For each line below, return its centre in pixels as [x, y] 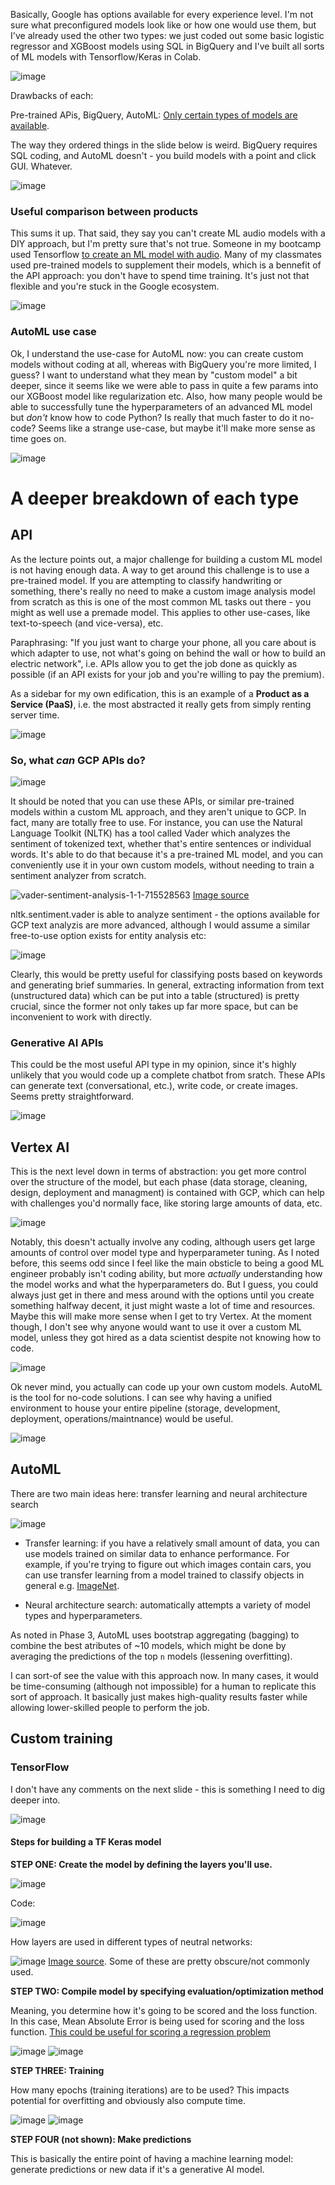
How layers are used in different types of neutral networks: [131, 1941]
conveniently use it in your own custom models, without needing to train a [162, 865]
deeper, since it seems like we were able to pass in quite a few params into [164, 385]
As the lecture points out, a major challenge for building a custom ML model [166, 559]
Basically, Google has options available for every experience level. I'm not [162, 14]
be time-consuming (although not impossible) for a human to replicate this [163, 1686]
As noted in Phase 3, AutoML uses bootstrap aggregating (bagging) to [155, 1635]
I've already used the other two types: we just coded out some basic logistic [167, 35]
